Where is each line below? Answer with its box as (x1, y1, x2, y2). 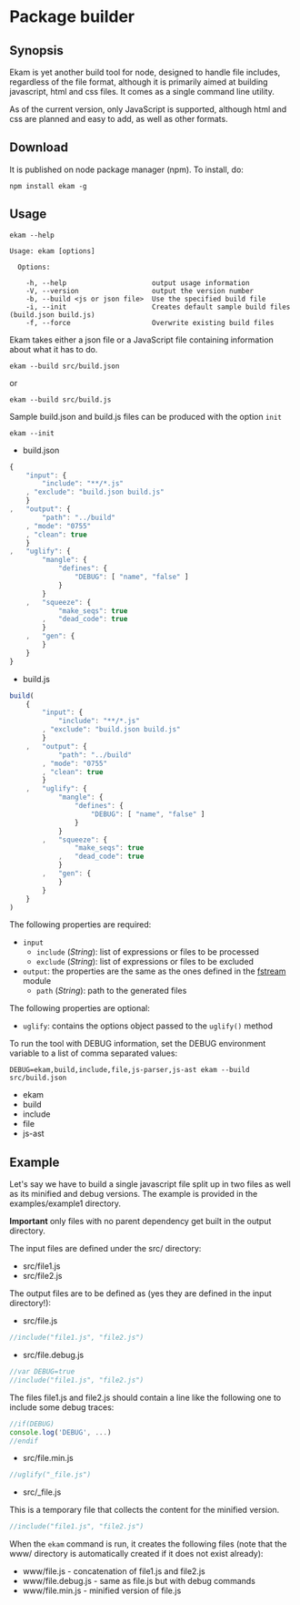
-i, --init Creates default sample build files (25, 302, 291, 312)
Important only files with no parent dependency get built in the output (9, 1216, 272, 1227)
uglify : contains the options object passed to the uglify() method (22, 1020, 274, 1031)
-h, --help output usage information (25, 278, 250, 288)
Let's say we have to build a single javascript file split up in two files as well (9, 1179, 291, 1190)
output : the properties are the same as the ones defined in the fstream (22, 966, 286, 976)
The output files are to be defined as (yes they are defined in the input (9, 1288, 273, 1299)
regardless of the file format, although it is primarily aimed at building (9, 77, 268, 87)
